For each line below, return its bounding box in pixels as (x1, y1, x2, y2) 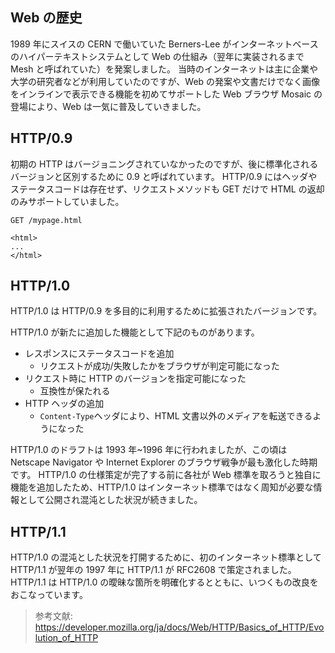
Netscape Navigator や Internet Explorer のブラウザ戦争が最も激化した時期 (10, 456, 318, 468)
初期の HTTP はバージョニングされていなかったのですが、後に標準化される (10, 158, 319, 170)
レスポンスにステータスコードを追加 (24, 348, 175, 360)
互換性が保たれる (39, 385, 111, 397)
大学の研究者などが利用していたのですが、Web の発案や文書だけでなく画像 (10, 75, 321, 87)
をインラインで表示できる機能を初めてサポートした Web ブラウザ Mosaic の (10, 88, 323, 100)
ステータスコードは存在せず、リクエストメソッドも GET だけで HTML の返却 (10, 183, 325, 195)
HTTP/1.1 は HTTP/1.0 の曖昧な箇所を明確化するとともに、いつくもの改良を (10, 576, 319, 588)
